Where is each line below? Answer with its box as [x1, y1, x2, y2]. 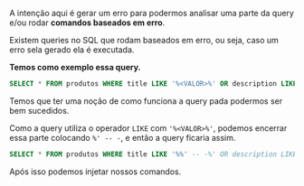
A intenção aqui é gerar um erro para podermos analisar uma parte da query [9, 8, 294, 18]
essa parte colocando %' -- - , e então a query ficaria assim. [9, 132, 236, 143]
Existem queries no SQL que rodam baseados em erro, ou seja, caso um [9, 35, 279, 45]
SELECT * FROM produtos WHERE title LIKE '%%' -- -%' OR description [9, 149, 278, 159]
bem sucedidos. [9, 105, 70, 116]
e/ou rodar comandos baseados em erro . [9, 17, 166, 28]
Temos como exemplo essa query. [9, 62, 141, 72]
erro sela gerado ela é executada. [9, 44, 135, 55]
